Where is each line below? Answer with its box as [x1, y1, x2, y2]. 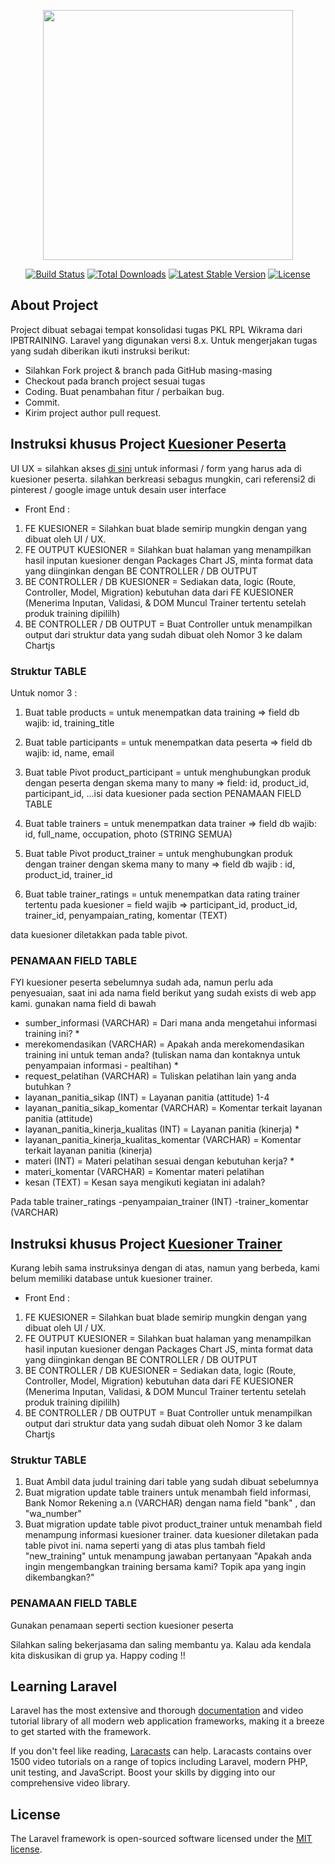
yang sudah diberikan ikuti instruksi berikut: [10, 345, 190, 357]
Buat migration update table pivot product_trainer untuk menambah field [24, 1518, 323, 1530]
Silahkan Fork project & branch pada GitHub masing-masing [24, 364, 273, 376]
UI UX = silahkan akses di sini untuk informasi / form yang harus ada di [10, 462, 302, 474]
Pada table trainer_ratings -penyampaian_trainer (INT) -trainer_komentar [10, 1196, 309, 1208]
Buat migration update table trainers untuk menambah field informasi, [24, 1486, 312, 1499]
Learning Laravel [10, 1678, 118, 1695]
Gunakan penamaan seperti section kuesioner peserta [10, 1619, 234, 1631]
